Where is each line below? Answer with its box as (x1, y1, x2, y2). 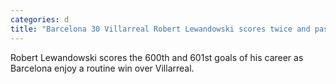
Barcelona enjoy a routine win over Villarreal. (10, 62, 195, 74)
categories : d (10, 14, 70, 25)
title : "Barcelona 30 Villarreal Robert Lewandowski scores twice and (10, 24, 311, 34)
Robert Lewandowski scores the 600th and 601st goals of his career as (10, 51, 304, 63)
